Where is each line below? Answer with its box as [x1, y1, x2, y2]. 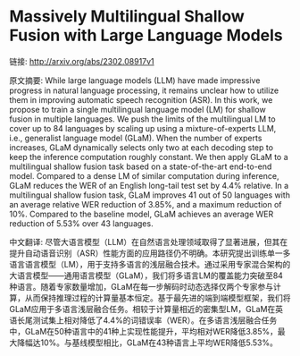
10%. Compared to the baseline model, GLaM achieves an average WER [9, 208, 274, 219]
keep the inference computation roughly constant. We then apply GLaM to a [9, 151, 288, 162]
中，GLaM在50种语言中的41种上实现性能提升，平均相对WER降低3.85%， [9, 326, 279, 336]
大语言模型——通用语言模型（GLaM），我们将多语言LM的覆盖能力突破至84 [9, 270, 284, 281]
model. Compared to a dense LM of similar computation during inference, [9, 170, 279, 181]
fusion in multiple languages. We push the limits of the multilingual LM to [9, 114, 276, 124]
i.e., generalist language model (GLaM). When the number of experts [9, 132, 262, 143]
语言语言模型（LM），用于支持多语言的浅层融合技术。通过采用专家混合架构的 [9, 259, 291, 269]
